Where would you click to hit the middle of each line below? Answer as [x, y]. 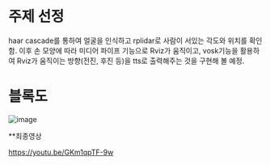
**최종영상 [25, 136]
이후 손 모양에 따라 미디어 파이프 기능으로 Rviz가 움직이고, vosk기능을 [129, 50]
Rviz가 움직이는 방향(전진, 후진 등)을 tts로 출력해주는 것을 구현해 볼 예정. [131, 61]
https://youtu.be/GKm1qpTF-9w [61, 152]
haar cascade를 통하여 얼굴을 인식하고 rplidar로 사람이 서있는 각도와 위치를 [128, 40]
